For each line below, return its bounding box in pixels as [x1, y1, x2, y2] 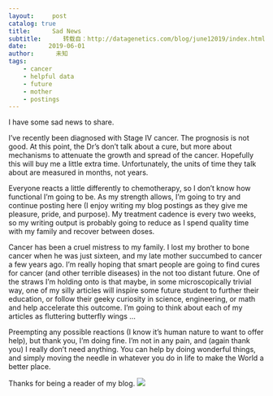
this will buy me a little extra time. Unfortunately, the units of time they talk [8, 159, 257, 169]
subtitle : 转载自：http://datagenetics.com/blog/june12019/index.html [8, 34, 266, 43]
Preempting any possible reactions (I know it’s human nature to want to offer [8, 327, 264, 337]
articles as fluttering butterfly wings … [8, 311, 136, 321]
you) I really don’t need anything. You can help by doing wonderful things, [8, 345, 256, 355]
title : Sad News [8, 27, 82, 35]
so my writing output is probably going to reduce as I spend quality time [8, 218, 249, 228]
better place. [8, 362, 51, 372]
